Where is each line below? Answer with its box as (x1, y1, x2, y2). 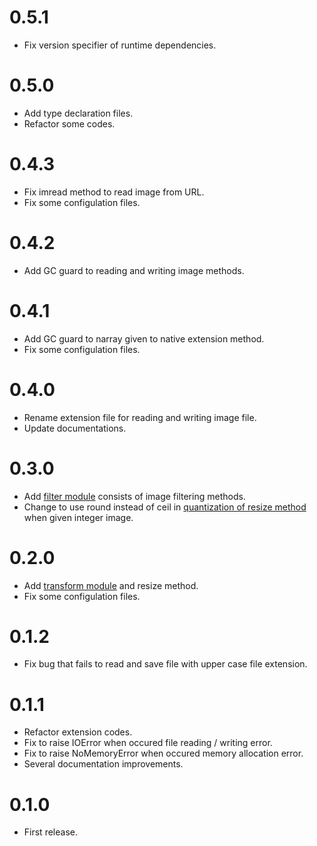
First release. (23, 826, 78, 838)
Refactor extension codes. (23, 726, 133, 738)
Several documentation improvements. (23, 758, 184, 770)
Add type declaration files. (23, 107, 134, 119)
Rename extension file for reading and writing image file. (23, 411, 257, 423)
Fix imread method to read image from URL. (23, 186, 205, 198)
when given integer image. (23, 511, 134, 523)
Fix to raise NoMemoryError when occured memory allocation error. (23, 747, 304, 760)
